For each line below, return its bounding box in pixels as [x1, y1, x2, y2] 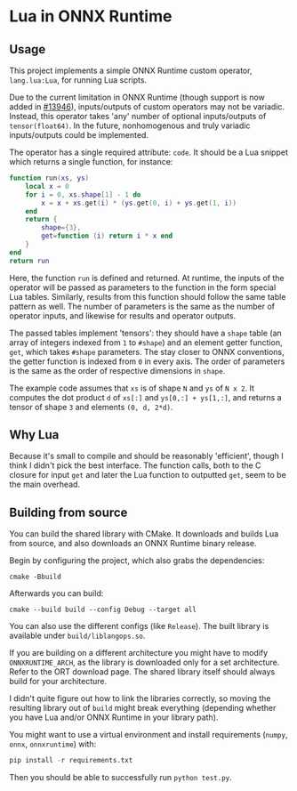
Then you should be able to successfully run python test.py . [9, 772, 233, 783]
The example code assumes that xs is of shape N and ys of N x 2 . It [9, 383, 255, 393]
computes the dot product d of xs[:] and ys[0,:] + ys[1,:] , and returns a [9, 391, 282, 402]
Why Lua [9, 427, 60, 442]
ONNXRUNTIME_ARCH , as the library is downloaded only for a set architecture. [9, 657, 280, 668]
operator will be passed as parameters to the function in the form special [9, 282, 277, 293]
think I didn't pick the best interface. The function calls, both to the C [9, 460, 261, 471]
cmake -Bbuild [9, 572, 62, 582]
